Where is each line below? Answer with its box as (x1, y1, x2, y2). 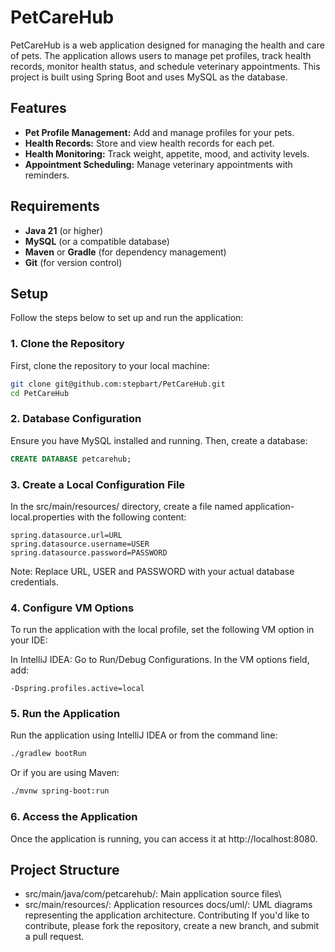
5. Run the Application (10, 707, 121, 721)
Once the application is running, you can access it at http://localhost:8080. (10, 832, 318, 845)
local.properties (10, 511, 75, 523)
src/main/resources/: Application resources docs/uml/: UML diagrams (24, 899, 313, 911)
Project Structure (10, 861, 120, 878)
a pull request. (24, 931, 85, 943)
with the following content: (76, 511, 187, 523)
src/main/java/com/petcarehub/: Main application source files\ (24, 888, 282, 900)
